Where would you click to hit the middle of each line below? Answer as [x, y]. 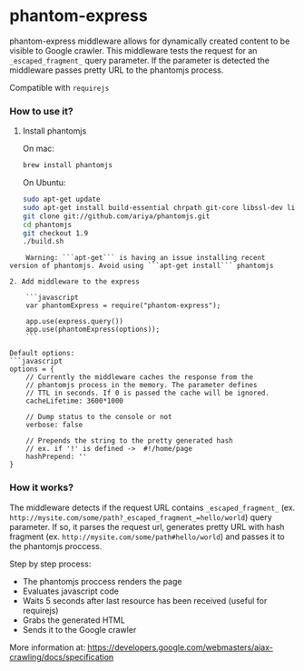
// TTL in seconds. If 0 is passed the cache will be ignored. [148, 393]
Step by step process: [50, 564]
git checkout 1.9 [55, 233]
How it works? [42, 487]
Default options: [42, 354]
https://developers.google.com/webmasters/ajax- [181, 647]
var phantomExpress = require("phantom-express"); [123, 305]
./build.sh [43, 242]
